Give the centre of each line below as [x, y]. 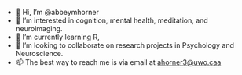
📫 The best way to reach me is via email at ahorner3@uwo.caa [118, 62]
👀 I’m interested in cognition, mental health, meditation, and [112, 20]
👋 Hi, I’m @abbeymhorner [57, 12]
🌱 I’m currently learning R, [57, 37]
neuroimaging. [39, 29]
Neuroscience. [39, 54]
